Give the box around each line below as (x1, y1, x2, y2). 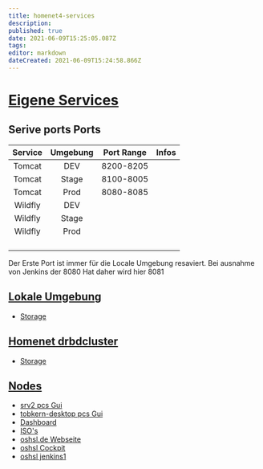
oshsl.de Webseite (19, 434, 82, 444)
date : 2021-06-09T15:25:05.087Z (8, 34, 116, 43)
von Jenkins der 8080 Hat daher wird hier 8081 (8, 267, 164, 276)
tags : (8, 42, 26, 50)
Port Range (103, 146, 147, 157)
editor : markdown (8, 49, 67, 57)
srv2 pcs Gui (19, 401, 63, 410)
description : (8, 19, 52, 27)
